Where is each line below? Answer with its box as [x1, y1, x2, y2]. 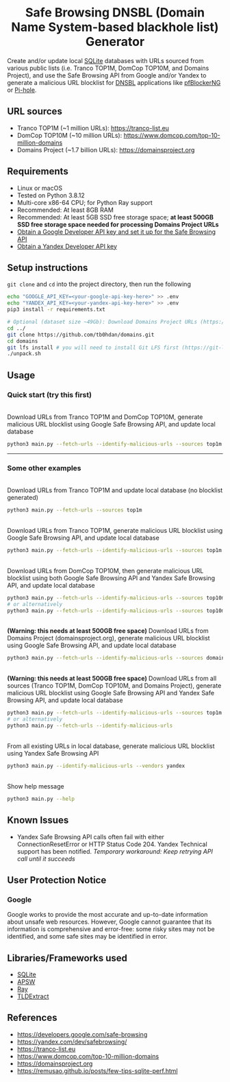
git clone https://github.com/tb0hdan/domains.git [7, 331, 155, 338]
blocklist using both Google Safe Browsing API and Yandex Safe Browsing [7, 574, 216, 582]
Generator [85, 34, 145, 49]
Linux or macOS [16, 184, 63, 192]
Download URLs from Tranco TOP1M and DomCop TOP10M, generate [7, 413, 203, 421]
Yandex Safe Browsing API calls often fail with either [16, 832, 164, 841]
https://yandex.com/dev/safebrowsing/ [16, 1037, 127, 1046]
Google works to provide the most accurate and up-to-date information [7, 911, 208, 919]
